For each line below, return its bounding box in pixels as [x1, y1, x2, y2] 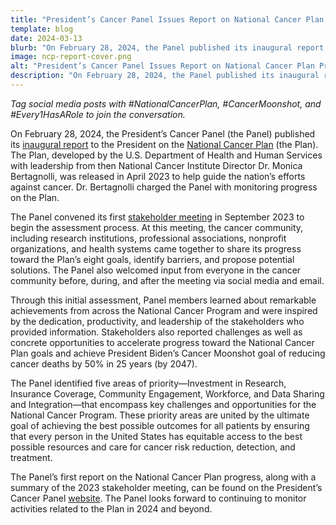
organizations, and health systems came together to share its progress [10, 242, 302, 255]
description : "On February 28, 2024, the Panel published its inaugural [10, 71, 320, 81]
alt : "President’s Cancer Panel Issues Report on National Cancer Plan [10, 61, 315, 71]
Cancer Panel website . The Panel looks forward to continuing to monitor [10, 492, 307, 504]
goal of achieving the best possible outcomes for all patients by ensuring [10, 419, 310, 431]
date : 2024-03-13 [10, 33, 83, 43]
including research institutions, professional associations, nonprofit [10, 232, 287, 244]
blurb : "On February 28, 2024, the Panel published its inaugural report [10, 42, 325, 53]
